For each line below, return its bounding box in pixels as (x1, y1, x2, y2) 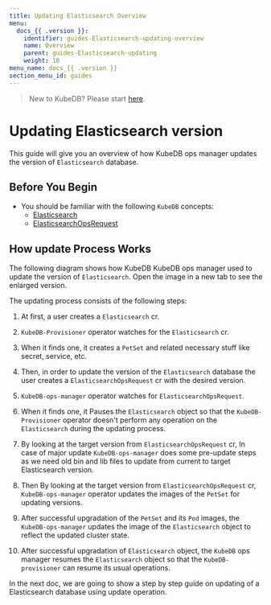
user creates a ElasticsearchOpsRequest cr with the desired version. (20, 376, 246, 385)
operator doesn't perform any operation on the (62, 415, 218, 425)
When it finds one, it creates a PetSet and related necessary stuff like (20, 343, 250, 352)
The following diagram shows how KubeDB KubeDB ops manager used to (9, 263, 253, 274)
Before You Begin (9, 180, 98, 194)
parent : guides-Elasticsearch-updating (23, 49, 158, 57)
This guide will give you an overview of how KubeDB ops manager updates (9, 148, 257, 158)
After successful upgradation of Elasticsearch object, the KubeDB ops (20, 546, 250, 556)
